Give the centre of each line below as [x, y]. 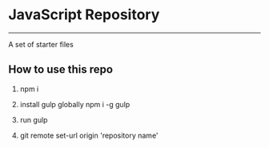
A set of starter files [41, 44]
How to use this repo [61, 70]
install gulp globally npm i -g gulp [75, 104]
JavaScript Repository [84, 15]
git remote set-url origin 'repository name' [89, 135]
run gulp [34, 120]
